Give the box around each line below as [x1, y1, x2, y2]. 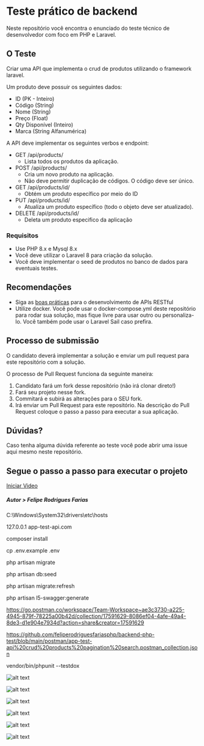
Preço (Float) [15, 114, 49, 121]
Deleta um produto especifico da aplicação [24, 215, 133, 223]
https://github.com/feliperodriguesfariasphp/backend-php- [6, 631, 155, 639]
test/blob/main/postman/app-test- [6, 637, 93, 645]
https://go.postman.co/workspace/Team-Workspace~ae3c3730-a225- [6, 606, 185, 614]
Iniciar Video [6, 482, 38, 490]
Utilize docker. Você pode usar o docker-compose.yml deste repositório [15, 305, 196, 312]
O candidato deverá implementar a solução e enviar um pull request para [6, 352, 189, 359]
